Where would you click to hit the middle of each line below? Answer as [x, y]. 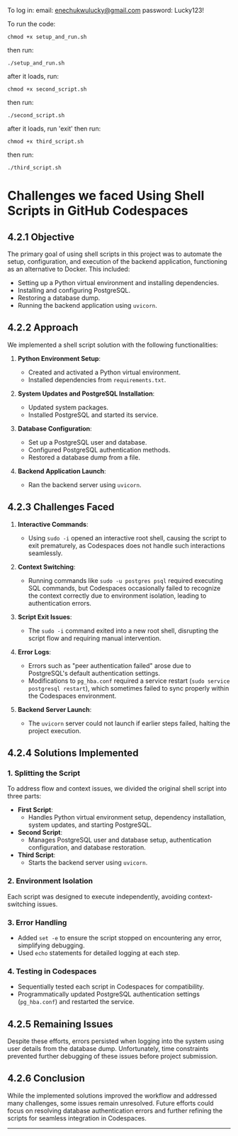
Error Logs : [34, 652]
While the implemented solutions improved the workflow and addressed [112, 1096]
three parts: [24, 796]
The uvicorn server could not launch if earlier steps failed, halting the [129, 723]
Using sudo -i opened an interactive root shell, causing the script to [127, 538]
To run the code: [32, 24]
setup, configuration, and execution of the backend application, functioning [117, 261]
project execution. [55, 730]
